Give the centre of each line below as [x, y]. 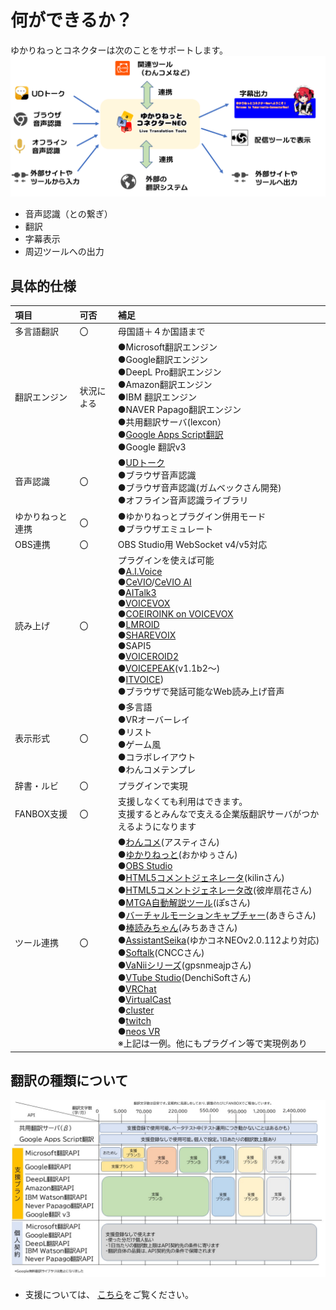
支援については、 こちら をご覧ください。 [109, 1294]
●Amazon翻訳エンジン [165, 385]
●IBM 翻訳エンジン [157, 397]
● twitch [134, 1021]
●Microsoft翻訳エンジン [167, 347]
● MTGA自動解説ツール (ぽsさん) [184, 903]
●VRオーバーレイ [154, 720]
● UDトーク [141, 463]
